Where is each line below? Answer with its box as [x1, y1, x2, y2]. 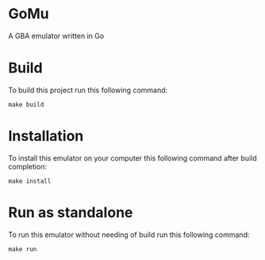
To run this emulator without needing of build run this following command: [8, 230, 250, 239]
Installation [8, 127, 84, 146]
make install [8, 177, 52, 185]
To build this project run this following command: [8, 85, 168, 95]
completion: [8, 161, 48, 171]
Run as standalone [8, 204, 133, 221]
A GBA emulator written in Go [8, 31, 105, 41]
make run [8, 245, 37, 253]
